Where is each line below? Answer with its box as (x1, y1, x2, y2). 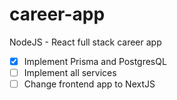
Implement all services (23, 67, 117, 78)
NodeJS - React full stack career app (9, 36, 162, 48)
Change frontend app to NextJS (23, 78, 156, 90)
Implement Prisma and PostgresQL (23, 55, 167, 67)
